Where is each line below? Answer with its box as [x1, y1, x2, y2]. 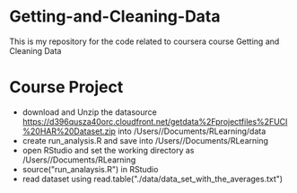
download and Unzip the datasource [22, 106, 157, 118]
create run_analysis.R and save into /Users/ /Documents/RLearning [22, 135, 269, 145]
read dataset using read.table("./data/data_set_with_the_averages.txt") [22, 173, 284, 184]
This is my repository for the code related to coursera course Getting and [9, 36, 280, 47]
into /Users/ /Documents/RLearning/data [118, 126, 266, 136]
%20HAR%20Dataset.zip [22, 126, 117, 136]
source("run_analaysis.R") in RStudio [22, 163, 159, 174]
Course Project [9, 77, 124, 98]
